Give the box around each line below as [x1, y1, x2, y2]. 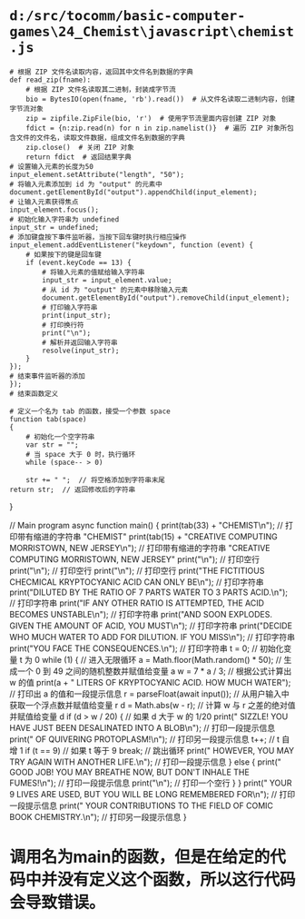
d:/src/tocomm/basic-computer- [9, 7, 246, 25]
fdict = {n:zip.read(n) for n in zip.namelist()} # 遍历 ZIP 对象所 [25, 124, 288, 133]
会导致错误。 [9, 893, 106, 913]
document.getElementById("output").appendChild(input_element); [9, 187, 258, 197]
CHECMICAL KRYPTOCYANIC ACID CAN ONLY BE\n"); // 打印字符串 [9, 576, 264, 588]
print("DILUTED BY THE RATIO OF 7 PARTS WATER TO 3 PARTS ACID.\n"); [9, 587, 289, 598]
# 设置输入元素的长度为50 [9, 162, 93, 171]
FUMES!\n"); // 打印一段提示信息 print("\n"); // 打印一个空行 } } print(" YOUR [9, 777, 292, 788]
